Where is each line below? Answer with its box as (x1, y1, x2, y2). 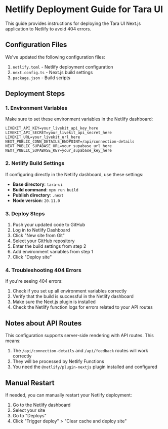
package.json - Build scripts (12, 75, 71, 81)
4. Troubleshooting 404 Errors (5, 267, 82, 274)
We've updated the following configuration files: (5, 54, 105, 60)
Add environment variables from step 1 (12, 249, 94, 255)
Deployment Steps (5, 89, 65, 98)
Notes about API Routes (5, 319, 82, 327)
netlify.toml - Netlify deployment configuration (12, 63, 113, 70)
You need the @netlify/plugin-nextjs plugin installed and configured (12, 364, 158, 370)
